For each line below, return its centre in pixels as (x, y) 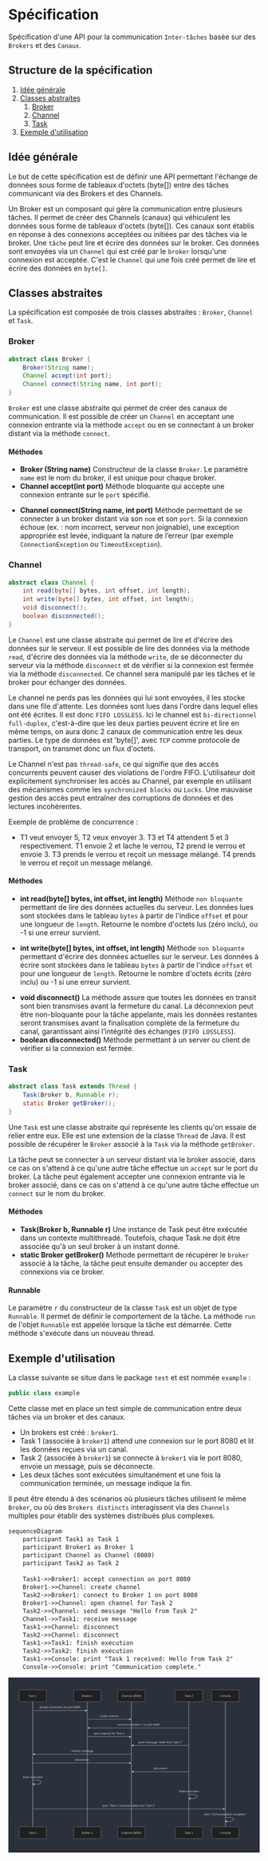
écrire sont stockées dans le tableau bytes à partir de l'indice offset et (136, 965)
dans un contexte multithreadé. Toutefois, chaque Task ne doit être (130, 1238)
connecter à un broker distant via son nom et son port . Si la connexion (134, 519)
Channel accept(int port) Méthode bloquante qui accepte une (122, 486)
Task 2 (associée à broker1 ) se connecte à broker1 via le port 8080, (131, 1457)
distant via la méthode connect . (59, 433)
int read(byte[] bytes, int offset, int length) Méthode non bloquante (131, 899)
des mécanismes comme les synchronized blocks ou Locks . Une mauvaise (130, 789)
